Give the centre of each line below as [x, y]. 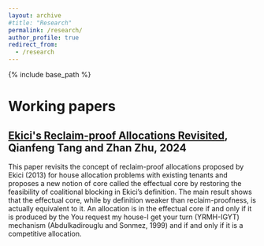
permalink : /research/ [45, 30]
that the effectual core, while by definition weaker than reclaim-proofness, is [132, 200]
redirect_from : [33, 45]
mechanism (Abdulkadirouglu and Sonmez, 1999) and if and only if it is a [126, 225]
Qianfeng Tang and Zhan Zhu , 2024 [97, 148]
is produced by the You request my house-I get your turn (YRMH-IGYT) [124, 217]
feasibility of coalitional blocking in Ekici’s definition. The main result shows [130, 192]
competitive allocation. [45, 234]
